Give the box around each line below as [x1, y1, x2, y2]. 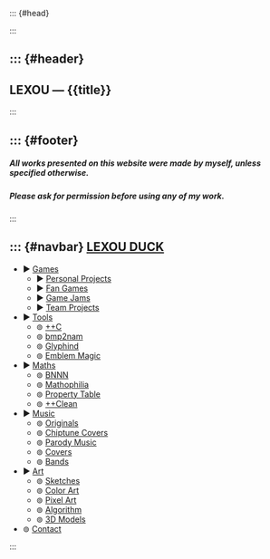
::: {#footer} [9, 132, 79, 148]
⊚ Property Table [35, 389, 101, 400]
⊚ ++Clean [35, 398, 78, 409]
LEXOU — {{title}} [9, 82, 111, 98]
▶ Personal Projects [35, 273, 111, 284]
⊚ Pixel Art [35, 494, 77, 506]
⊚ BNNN [35, 369, 70, 380]
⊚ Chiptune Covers [35, 427, 109, 438]
